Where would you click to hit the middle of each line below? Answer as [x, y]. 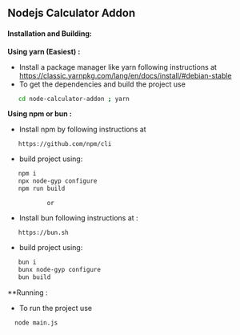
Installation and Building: [50, 33]
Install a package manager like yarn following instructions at [118, 67]
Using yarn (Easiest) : [44, 51]
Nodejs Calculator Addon [72, 13]
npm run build [42, 189]
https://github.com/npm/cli [65, 144]
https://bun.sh [43, 233]
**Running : [28, 293]
